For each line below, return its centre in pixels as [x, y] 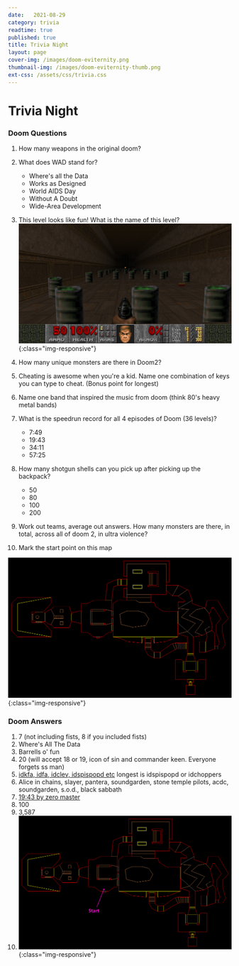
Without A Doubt [53, 199]
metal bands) [38, 405]
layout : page [27, 53]
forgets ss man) [41, 767]
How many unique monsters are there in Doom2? [90, 363]
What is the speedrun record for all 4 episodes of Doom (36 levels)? [117, 419]
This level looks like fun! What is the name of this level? [99, 220]
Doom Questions [38, 133]
